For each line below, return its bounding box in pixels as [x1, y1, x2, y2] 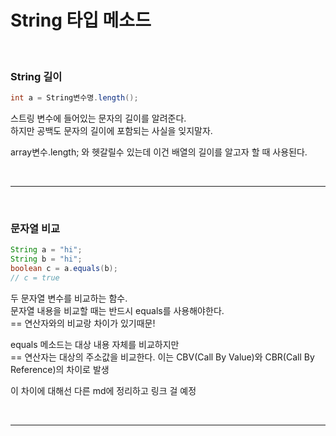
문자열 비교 [10, 222, 61, 236]
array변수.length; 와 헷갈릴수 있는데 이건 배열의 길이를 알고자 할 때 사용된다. [10, 146, 308, 158]
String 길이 [10, 69, 63, 83]
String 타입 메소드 [10, 9, 152, 32]
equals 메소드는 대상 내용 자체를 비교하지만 [10, 338, 180, 350]
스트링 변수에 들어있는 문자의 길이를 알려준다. [10, 112, 187, 125]
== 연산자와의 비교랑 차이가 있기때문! [10, 317, 156, 329]
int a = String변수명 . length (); [10, 93, 139, 103]
